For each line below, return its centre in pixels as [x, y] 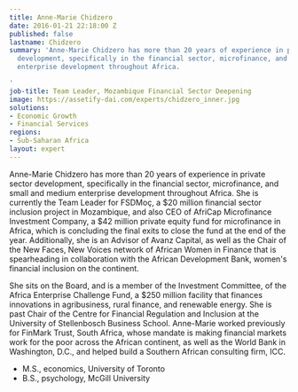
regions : [25, 133]
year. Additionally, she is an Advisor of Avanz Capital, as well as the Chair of [148, 239]
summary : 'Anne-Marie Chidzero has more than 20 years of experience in [146, 51]
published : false [41, 34]
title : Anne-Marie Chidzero [61, 17]
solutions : [29, 107]
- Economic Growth [43, 116]
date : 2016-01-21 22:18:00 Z [63, 26]
